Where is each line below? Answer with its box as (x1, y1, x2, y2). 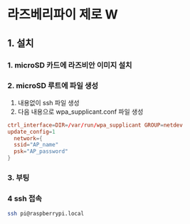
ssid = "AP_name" (14, 142, 59, 149)
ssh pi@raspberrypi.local (7, 210, 84, 218)
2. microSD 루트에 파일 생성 (7, 81, 98, 91)
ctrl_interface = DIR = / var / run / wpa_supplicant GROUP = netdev (7, 122, 183, 129)
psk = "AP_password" (14, 148, 69, 155)
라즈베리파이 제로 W (7, 6, 119, 23)
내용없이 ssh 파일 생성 (17, 98, 80, 107)
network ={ (14, 134, 43, 142)
